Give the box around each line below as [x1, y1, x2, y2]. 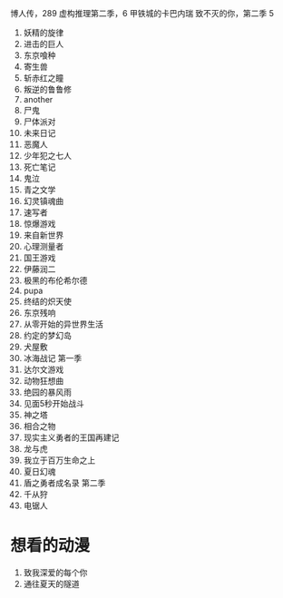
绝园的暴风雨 [23, 387, 72, 397]
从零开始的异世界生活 [23, 319, 103, 329]
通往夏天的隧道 [23, 578, 80, 589]
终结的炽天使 [23, 296, 72, 307]
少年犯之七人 [23, 151, 72, 161]
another [23, 94, 54, 104]
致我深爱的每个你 [23, 566, 88, 578]
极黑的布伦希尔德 [23, 275, 88, 286]
